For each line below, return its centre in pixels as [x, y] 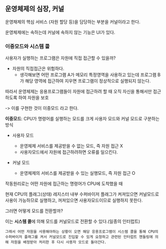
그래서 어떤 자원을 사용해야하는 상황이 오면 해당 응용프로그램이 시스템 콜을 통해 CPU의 [82, 232]
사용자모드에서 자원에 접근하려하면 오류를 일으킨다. [69, 152]
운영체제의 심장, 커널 [35, 9]
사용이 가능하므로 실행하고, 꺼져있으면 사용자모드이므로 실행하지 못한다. [74, 200]
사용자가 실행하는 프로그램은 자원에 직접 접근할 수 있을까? [60, 58]
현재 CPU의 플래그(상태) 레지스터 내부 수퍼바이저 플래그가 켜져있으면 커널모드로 [82, 194]
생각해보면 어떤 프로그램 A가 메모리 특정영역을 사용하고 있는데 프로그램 [88, 75]
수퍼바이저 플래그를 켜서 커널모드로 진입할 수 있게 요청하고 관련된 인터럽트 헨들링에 [79, 237]
